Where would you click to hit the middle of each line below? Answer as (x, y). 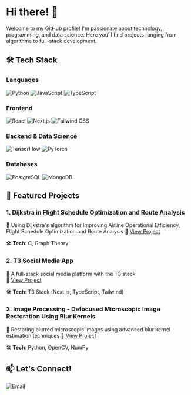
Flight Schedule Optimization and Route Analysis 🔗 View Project (83, 232)
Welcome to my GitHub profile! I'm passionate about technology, (84, 28)
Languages (23, 80)
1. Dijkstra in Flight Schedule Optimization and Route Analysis (95, 212)
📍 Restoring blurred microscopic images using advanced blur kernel (88, 329)
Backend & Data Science (42, 136)
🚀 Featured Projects (43, 195)
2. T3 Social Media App (40, 261)
